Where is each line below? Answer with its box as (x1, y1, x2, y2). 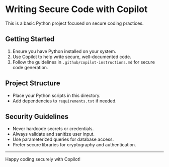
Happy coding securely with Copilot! (5, 156, 81, 162)
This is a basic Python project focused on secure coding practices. (5, 20, 144, 26)
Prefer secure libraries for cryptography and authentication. (12, 142, 136, 148)
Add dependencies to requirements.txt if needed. (12, 97, 117, 104)
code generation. (12, 64, 48, 70)
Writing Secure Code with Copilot (5, 4, 148, 15)
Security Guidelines (5, 112, 69, 121)
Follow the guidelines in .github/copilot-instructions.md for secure (12, 59, 155, 65)
